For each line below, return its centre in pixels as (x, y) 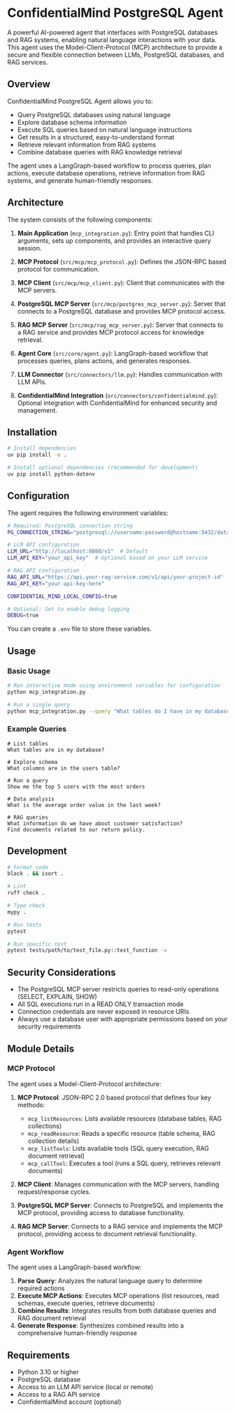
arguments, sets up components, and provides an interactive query (114, 241)
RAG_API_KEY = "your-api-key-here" (56, 584)
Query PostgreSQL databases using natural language (94, 114)
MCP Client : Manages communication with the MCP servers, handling (118, 1184)
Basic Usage (29, 671)
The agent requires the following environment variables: (88, 513)
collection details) (54, 1141)
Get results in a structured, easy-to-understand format (96, 137)
